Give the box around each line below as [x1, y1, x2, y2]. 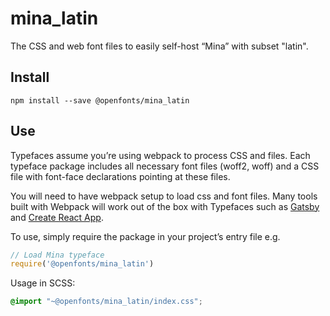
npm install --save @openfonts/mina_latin [10, 95, 190, 106]
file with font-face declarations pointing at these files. [10, 170, 231, 182]
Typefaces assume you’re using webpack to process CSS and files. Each [10, 149, 311, 161]
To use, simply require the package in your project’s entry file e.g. [10, 230, 281, 242]
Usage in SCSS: [10, 277, 76, 289]
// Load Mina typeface [10, 250, 105, 260]
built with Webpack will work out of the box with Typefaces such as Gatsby [10, 200, 320, 212]
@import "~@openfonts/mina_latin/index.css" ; [10, 297, 203, 307]
